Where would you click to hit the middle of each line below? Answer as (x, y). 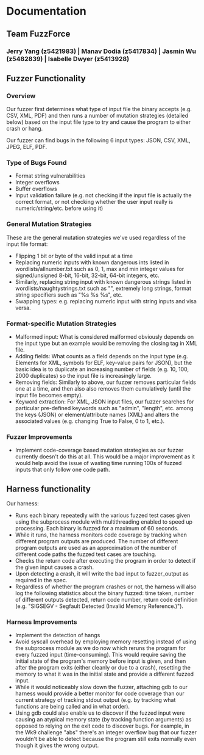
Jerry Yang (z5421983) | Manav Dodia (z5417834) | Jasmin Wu (101, 51)
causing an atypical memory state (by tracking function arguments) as (103, 720)
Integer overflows (37, 182)
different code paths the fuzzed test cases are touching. (86, 554)
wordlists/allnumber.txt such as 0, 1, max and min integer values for (100, 269)
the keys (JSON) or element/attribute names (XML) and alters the (97, 415)
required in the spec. (41, 580)
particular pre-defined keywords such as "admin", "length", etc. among (104, 408)
